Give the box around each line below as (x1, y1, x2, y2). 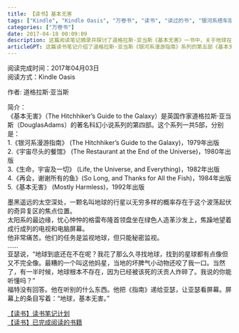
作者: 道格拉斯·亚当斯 (7, 88, 70, 96)
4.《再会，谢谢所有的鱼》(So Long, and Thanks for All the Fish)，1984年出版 (7, 174, 232, 182)
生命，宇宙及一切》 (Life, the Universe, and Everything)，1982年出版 (18, 165, 221, 173)
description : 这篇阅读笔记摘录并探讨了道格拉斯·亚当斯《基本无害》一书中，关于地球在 (7, 37, 233, 44)
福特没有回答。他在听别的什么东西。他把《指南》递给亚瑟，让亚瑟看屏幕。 (7, 285, 225, 293)
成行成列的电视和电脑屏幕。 (7, 224, 89, 233)
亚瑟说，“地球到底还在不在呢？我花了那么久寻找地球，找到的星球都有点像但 (7, 250, 229, 258)
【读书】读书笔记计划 (7, 310, 70, 317)
